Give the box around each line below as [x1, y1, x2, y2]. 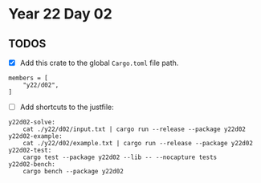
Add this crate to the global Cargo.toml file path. [19, 58, 179, 67]
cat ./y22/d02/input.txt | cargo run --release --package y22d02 [22, 125, 247, 133]
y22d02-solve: [8, 118, 56, 127]
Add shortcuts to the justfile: [19, 102, 114, 112]
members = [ [8, 74, 48, 83]
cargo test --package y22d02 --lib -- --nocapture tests [22, 153, 218, 161]
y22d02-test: [8, 146, 52, 155]
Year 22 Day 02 [8, 5, 112, 23]
